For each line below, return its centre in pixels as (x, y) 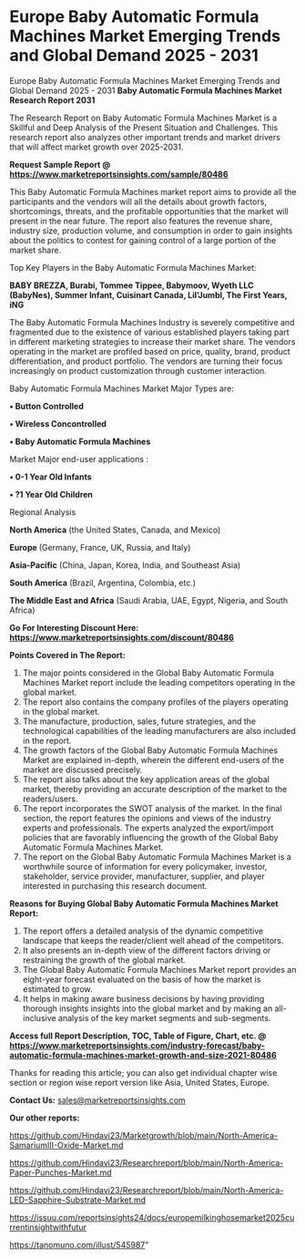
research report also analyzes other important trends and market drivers (145, 137)
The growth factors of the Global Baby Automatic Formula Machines (150, 750)
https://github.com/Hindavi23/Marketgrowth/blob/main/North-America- (144, 1135)
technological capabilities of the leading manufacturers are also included (159, 730)
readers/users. (50, 799)
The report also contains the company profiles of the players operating (155, 702)
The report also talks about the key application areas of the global (146, 779)
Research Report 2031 (52, 100)
